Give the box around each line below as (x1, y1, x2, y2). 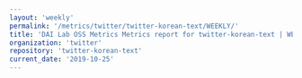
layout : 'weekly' (9, 13, 75, 22)
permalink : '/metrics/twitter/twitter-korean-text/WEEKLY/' (9, 22, 240, 30)
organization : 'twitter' (9, 38, 102, 48)
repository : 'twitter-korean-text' (9, 47, 143, 56)
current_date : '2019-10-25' (9, 55, 115, 64)
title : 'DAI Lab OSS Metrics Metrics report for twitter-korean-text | (9, 30, 283, 39)
